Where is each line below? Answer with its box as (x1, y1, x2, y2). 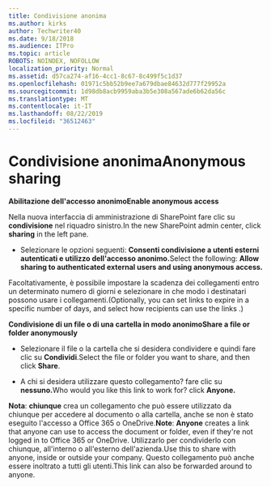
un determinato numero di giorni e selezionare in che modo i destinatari (8, 286, 247, 296)
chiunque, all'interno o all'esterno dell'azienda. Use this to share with (8, 443, 236, 454)
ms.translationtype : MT (8, 95, 89, 103)
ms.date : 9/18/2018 (8, 34, 74, 43)
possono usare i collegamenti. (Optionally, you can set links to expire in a (8, 295, 249, 305)
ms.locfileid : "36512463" (8, 117, 95, 126)
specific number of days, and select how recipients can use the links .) (8, 303, 244, 313)
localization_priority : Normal (8, 65, 114, 73)
